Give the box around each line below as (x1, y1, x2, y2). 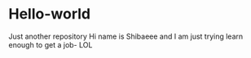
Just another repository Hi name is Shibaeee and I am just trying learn (8, 31, 244, 41)
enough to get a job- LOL (8, 39, 93, 49)
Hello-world (8, 5, 91, 23)
